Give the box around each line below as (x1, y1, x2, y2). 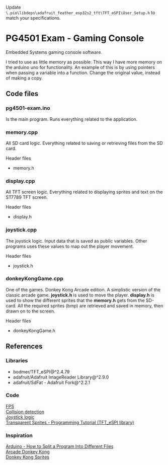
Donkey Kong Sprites (6, 454, 50, 460)
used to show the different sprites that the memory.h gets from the (6, 297, 145, 303)
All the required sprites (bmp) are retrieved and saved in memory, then (17, 302, 163, 308)
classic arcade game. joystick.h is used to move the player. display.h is (6, 292, 155, 298)
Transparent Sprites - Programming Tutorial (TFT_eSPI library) (6, 419, 134, 425)
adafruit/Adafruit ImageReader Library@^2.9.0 (13, 374, 109, 380)
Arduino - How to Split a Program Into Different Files (6, 443, 114, 449)
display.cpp (6, 177, 35, 184)
